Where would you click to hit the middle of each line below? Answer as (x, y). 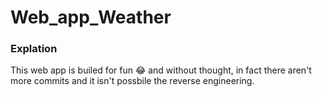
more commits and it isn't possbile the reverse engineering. (132, 81)
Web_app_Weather (91, 17)
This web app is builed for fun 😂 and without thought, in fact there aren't (161, 70)
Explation (34, 49)
